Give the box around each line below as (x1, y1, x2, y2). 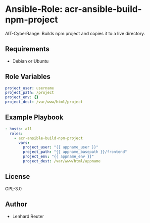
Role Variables (5, 73, 50, 81)
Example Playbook (5, 113, 63, 122)
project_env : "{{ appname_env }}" (23, 154, 94, 159)
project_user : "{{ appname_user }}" (23, 145, 99, 150)
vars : (18, 140, 30, 145)
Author (5, 200, 27, 209)
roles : (9, 131, 23, 136)
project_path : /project (5, 90, 54, 95)
